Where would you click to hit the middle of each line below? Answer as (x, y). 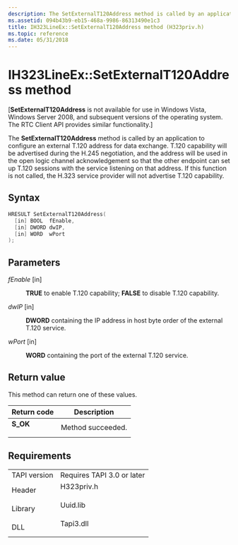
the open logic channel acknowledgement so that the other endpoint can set (119, 161)
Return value (37, 377)
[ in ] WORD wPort (40, 234)
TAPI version (32, 475)
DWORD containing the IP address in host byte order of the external (124, 321)
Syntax (24, 198)
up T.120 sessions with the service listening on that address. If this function (117, 168)
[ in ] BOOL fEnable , (44, 221)
